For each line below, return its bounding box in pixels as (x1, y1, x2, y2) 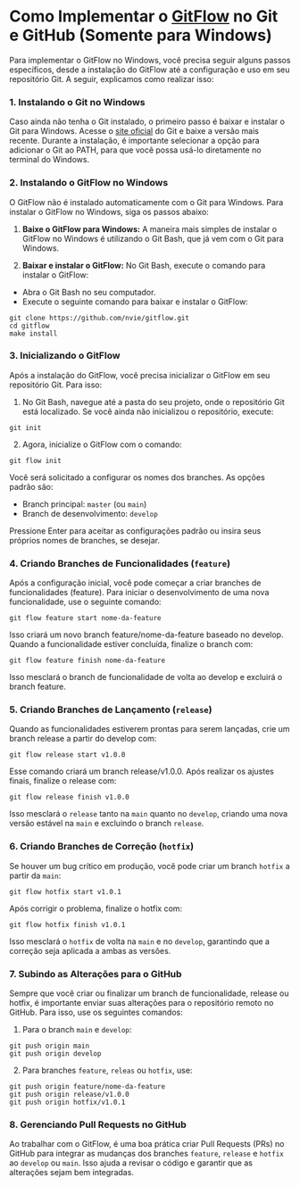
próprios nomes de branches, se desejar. (9, 535, 161, 545)
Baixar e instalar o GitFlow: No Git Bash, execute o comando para (21, 260, 266, 270)
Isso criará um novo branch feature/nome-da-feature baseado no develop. (9, 629, 284, 640)
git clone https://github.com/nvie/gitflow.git (9, 313, 190, 322)
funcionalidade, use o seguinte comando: (9, 596, 162, 608)
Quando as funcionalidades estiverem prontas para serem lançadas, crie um (9, 724, 290, 734)
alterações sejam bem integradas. (9, 1167, 134, 1178)
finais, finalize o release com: (9, 775, 117, 786)
